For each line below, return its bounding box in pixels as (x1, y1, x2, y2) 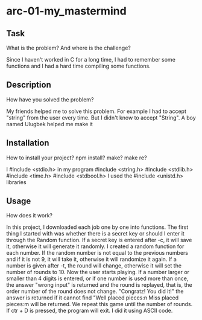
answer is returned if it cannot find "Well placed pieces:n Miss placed (6, 294, 179, 301)
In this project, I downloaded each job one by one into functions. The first (6, 223, 189, 231)
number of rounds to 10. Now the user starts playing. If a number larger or (6, 269, 190, 276)
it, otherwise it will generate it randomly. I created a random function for (6, 243, 185, 250)
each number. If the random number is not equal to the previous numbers (6, 249, 189, 257)
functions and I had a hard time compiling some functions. (6, 62, 151, 69)
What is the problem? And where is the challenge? (6, 44, 131, 51)
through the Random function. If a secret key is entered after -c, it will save (6, 237, 192, 244)
